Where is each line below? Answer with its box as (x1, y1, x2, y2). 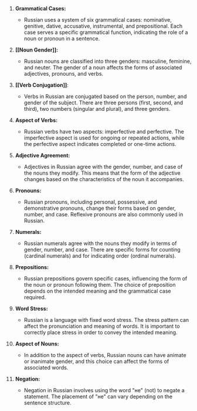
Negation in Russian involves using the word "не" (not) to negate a (23, 387, 185, 393)
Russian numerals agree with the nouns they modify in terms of (23, 240, 177, 247)
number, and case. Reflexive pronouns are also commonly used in (23, 211, 184, 218)
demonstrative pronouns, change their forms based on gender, (23, 205, 176, 212)
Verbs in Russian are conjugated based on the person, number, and (23, 93, 187, 100)
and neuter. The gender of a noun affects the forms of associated (23, 64, 182, 71)
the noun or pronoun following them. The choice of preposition (23, 281, 176, 288)
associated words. (23, 364, 69, 371)
